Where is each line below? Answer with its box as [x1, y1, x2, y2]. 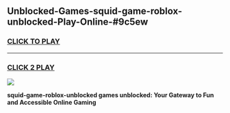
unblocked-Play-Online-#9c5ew [7, 16, 149, 28]
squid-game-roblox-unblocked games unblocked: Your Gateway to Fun [7, 90, 214, 99]
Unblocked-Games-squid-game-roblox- [7, 5, 183, 17]
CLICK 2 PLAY [7, 62, 55, 72]
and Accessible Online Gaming [7, 98, 97, 106]
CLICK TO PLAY [7, 37, 60, 47]
